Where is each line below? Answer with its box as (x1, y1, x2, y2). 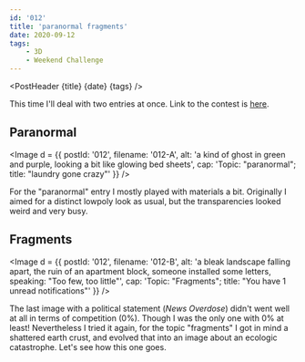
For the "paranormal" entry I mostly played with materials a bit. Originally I (9, 186, 287, 197)
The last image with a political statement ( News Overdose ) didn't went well (9, 303, 290, 314)
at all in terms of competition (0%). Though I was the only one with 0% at (9, 312, 284, 324)
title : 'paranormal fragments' (9, 22, 128, 31)
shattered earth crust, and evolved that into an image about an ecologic (9, 332, 278, 343)
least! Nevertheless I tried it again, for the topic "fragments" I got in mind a (9, 322, 289, 333)
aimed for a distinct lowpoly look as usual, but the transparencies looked (9, 195, 281, 206)
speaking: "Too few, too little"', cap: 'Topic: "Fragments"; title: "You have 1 (9, 275, 287, 286)
